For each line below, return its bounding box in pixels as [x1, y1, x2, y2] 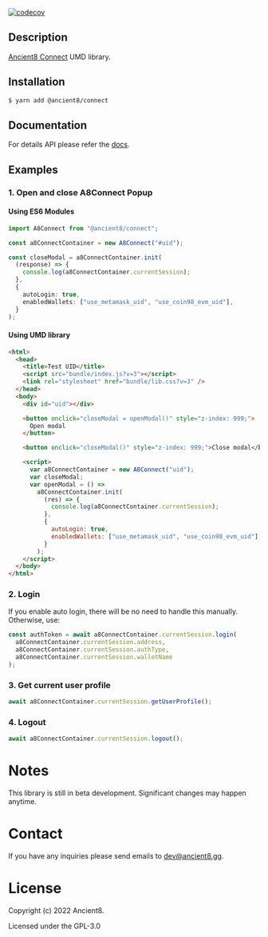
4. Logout [8, 716, 46, 727]
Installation [8, 75, 65, 89]
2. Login [8, 589, 41, 600]
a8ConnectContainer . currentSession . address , [15, 639, 166, 647]
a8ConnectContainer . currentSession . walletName [15, 653, 173, 662]
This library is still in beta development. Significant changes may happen [8, 788, 247, 798]
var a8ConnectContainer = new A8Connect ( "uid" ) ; [29, 466, 195, 474]
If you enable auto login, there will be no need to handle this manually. [8, 607, 238, 616]
